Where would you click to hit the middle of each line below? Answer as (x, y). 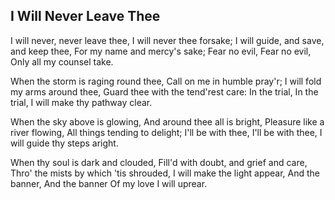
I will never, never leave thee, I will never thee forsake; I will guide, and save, (167, 40)
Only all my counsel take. (62, 61)
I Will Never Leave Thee (85, 16)
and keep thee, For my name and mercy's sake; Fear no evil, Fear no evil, (161, 51)
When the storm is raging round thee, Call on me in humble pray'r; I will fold (166, 81)
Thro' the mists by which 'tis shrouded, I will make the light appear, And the (165, 173)
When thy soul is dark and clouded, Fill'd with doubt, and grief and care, (159, 162)
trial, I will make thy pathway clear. (81, 102)
